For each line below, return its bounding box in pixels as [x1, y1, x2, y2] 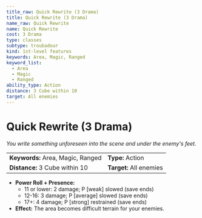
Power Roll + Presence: [15, 179, 75, 186]
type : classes [6, 37, 42, 43]
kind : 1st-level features [6, 49, 72, 55]
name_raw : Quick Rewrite [6, 20, 69, 26]
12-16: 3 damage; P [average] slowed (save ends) [24, 192, 148, 199]
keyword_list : [6, 60, 42, 66]
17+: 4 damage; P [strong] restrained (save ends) [24, 198, 147, 205]
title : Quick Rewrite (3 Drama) [6, 15, 88, 21]
